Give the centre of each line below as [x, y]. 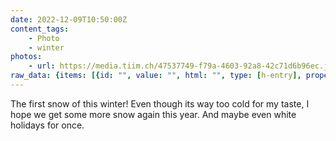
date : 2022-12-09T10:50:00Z [69, 19]
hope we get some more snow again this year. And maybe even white [153, 114]
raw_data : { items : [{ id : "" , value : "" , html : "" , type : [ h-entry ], [156, 76]
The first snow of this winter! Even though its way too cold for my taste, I [160, 103]
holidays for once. [47, 125]
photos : [26, 57]
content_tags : [40, 29]
